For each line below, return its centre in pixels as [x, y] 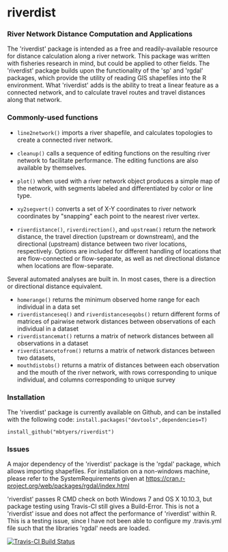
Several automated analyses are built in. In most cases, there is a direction [112, 279]
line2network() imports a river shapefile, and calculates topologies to [115, 132]
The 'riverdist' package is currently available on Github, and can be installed [114, 412]
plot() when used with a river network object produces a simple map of [118, 181]
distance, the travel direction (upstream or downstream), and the [108, 236]
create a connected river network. [65, 140]
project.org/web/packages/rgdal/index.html [68, 486]
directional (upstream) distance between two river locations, [102, 244]
